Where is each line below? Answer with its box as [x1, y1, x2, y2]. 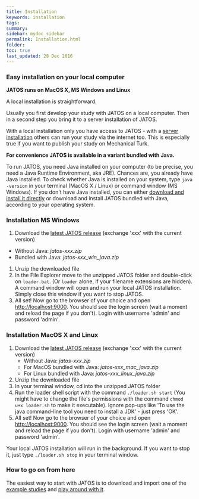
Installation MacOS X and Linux [6, 331, 99, 339]
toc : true [6, 48, 31, 54]
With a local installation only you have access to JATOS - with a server [6, 127, 179, 134]
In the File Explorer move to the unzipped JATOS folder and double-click [14, 272, 192, 279]
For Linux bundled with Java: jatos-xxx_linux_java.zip [23, 370, 155, 377]
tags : [6, 20, 20, 26]
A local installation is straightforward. [6, 98, 97, 105]
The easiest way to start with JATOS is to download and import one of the [6, 479, 187, 486]
